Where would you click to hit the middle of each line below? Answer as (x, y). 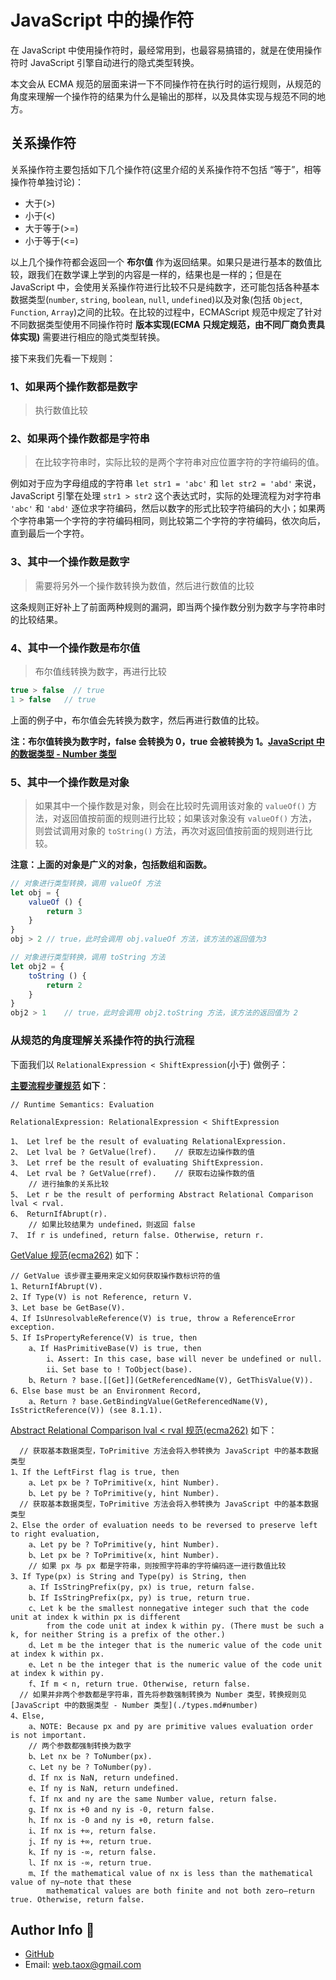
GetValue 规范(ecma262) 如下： (76, 1255)
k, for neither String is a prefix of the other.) (118, 1634)
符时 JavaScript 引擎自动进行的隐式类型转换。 (105, 62)
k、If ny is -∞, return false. (92, 1852)
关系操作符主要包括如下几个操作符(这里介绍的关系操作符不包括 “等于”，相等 (166, 169)
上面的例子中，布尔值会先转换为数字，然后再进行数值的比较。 (137, 720)
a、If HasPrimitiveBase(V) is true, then (115, 1348)
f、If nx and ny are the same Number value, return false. (153, 1799)
